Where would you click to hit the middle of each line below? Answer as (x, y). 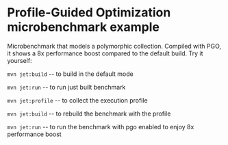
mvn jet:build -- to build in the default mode (70, 74)
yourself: (20, 60)
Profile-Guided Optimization (89, 13)
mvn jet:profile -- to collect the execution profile (78, 100)
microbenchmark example (83, 27)
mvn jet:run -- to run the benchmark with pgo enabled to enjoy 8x (101, 127)
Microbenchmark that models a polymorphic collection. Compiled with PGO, (114, 46)
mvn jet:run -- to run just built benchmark (66, 87)
